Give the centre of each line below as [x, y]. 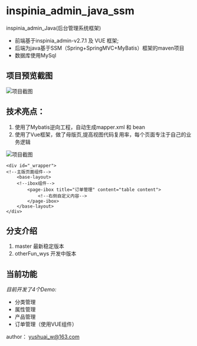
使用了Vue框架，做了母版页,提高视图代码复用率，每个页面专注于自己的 [100, 134]
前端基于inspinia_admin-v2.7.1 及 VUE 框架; [67, 40]
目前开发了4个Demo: [31, 290]
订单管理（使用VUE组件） [46, 324]
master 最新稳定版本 [40, 246]
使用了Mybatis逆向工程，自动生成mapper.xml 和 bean [80, 127]
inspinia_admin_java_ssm [70, 11]
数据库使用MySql [35, 55]
